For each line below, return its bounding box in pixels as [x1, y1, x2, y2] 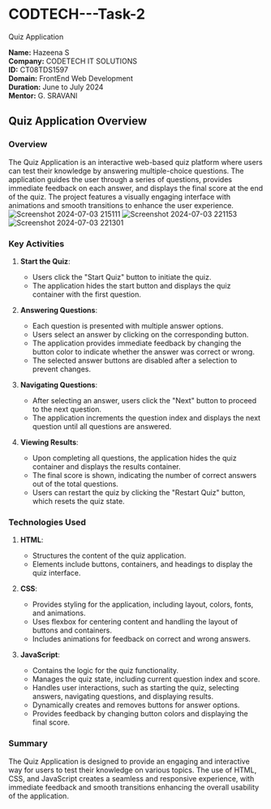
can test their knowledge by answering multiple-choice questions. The [8, 166, 244, 176]
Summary [8, 737, 49, 749]
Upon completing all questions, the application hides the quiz [32, 453, 237, 463]
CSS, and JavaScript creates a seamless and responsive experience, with [8, 773, 255, 783]
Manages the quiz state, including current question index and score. [32, 674, 260, 684]
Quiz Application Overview [8, 115, 148, 128]
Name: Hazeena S [8, 47, 70, 57]
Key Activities [8, 237, 65, 249]
